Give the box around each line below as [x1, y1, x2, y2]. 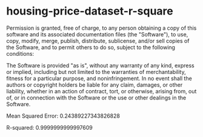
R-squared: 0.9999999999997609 [6, 124, 93, 131]
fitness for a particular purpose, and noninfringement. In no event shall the [6, 75, 192, 82]
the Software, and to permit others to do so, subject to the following [6, 44, 176, 51]
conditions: [6, 50, 35, 57]
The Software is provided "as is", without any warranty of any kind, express [6, 62, 195, 69]
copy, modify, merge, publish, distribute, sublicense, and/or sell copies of [6, 37, 190, 44]
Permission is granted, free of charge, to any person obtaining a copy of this [6, 24, 197, 32]
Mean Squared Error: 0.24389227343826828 [6, 112, 120, 119]
